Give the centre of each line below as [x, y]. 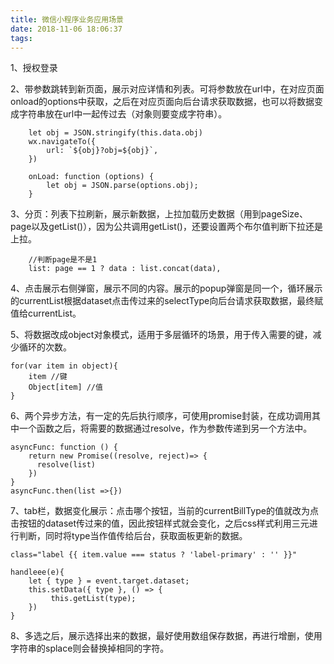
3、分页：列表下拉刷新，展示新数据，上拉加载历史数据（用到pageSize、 [159, 214]
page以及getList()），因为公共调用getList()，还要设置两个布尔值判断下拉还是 [166, 227]
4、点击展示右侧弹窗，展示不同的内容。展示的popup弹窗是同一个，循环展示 [166, 288]
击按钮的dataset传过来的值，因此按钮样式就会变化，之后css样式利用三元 [160, 523]
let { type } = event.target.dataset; [109, 581]
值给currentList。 [46, 313]
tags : [21, 38]
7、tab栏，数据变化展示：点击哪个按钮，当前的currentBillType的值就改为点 [164, 511]
